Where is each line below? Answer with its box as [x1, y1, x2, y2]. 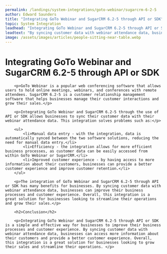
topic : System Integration [5, 21, 61, 26]
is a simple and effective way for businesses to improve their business [5, 222, 162, 228]
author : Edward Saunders [5, 12, 57, 17]
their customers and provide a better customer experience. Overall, [5, 236, 153, 241]
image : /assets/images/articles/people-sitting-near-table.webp [5, 35, 141, 40]
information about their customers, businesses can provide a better [5, 162, 153, 167]
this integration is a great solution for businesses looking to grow [5, 240, 155, 245]
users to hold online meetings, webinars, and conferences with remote [5, 87, 157, 92]
